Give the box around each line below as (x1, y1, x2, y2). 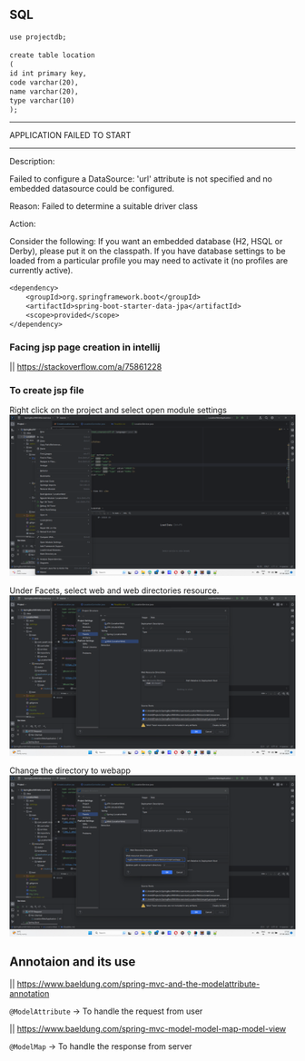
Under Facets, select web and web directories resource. (9, 585, 220, 596)
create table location (9, 50, 95, 60)
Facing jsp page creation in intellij (9, 341, 161, 353)
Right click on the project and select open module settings (9, 404, 227, 416)
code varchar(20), (9, 77, 79, 87)
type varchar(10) (9, 95, 75, 105)
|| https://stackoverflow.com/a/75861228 (9, 362, 162, 372)
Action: (9, 218, 36, 229)
